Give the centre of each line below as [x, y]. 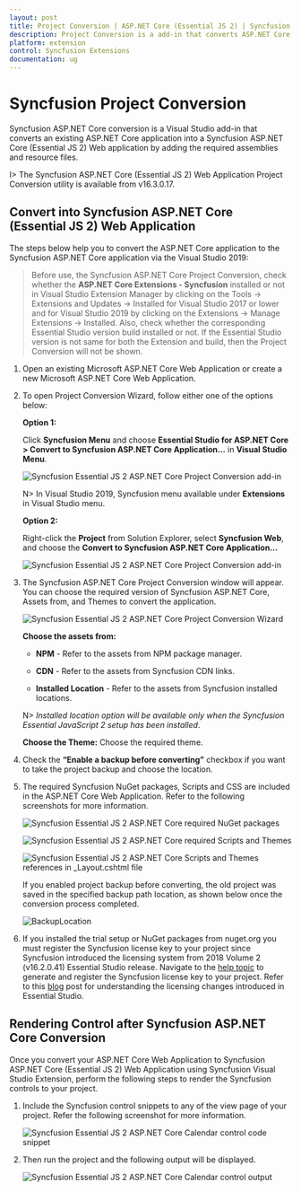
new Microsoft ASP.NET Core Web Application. [109, 378]
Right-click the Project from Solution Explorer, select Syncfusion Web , [153, 538]
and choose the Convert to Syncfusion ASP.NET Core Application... [150, 547]
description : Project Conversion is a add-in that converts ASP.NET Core [150, 34]
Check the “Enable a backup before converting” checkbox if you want [154, 759]
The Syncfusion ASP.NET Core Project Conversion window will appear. [153, 582]
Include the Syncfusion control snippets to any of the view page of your [155, 1106]
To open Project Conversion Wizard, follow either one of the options [147, 395]
